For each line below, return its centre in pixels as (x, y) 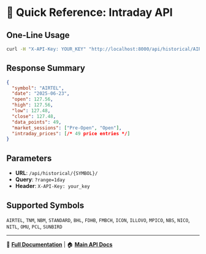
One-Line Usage (38, 35)
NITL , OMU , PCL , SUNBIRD (34, 226)
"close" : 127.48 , (34, 116)
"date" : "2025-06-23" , (41, 94)
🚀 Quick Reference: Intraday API (90, 13)
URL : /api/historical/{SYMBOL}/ (56, 173)
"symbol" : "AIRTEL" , (38, 88)
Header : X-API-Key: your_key (52, 186)
